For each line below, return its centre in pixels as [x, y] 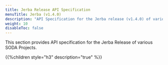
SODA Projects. [21, 48]
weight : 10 [16, 24]
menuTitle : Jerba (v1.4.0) [33, 14]
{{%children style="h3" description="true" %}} [54, 57]
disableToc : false [24, 28]
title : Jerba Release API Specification [48, 10]
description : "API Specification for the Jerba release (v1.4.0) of [78, 19]
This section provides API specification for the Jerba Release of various [79, 42]
